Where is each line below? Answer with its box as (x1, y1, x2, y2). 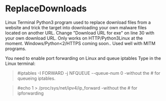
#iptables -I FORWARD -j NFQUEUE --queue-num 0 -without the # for (17, 70, 161, 76)
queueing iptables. (17, 75, 56, 81)
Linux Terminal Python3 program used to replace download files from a (5, 19, 151, 25)
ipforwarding (17, 90, 44, 96)
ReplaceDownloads (5, 3, 87, 14)
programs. (5, 46, 26, 51)
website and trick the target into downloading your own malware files (5, 24, 147, 30)
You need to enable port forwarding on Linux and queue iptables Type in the (5, 55, 162, 61)
